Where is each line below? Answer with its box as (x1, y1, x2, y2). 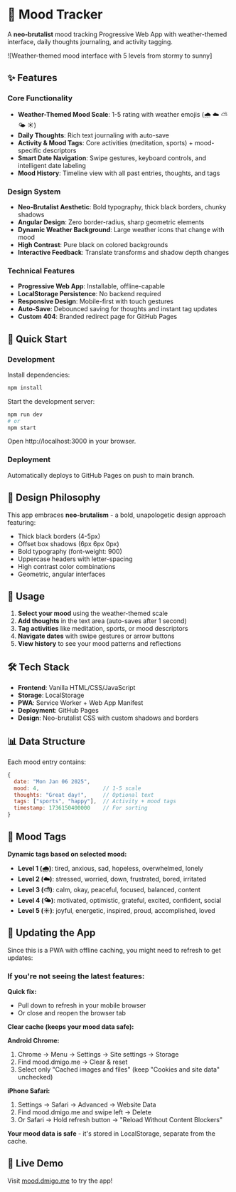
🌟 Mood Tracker (7, 6, 103, 23)
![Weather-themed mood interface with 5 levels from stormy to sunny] (7, 51, 213, 60)
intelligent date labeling (17, 161, 87, 169)
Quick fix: (7, 988, 37, 995)
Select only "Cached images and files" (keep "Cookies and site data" (17, 1065, 220, 1074)
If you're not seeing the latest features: (7, 971, 145, 981)
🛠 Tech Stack (7, 661, 70, 673)
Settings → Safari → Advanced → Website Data (17, 1100, 156, 1109)
